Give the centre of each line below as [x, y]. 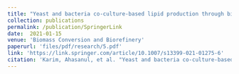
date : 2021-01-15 [34, 33]
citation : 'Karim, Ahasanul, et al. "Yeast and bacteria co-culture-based [121, 60]
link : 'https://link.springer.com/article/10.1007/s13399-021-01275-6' [116, 54]
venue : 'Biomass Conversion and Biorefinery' [76, 40]
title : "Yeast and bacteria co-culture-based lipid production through [116, 14]
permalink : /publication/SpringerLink [65, 27]
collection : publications [46, 20]
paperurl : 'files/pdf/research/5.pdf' [65, 47]
